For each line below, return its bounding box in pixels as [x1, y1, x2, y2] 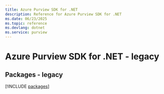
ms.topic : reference [5, 21, 48, 26]
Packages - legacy [5, 70, 63, 79]
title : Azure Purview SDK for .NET [5, 7, 78, 12]
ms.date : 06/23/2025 [5, 16, 48, 21]
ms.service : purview [5, 30, 48, 35]
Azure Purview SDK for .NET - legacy [5, 51, 160, 62]
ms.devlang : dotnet [5, 25, 45, 30]
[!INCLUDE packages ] [5, 84, 50, 89]
